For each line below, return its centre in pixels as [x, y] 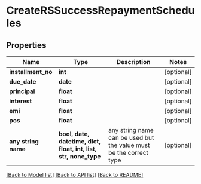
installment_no [31, 72]
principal [22, 91]
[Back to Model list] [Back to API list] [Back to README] [75, 175]
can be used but [131, 138]
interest [21, 101]
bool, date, [74, 134]
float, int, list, [78, 149]
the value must [129, 145]
